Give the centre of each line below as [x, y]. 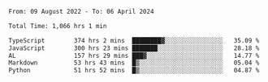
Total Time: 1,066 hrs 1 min [58, 26]
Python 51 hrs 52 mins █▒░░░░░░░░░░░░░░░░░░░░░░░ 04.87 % [134, 71]
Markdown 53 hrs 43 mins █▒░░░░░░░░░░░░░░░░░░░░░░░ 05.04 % [134, 63]
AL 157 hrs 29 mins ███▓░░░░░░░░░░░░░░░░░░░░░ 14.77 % [134, 55]
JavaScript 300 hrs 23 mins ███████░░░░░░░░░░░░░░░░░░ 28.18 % [134, 48]
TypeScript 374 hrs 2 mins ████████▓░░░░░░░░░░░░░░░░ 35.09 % [134, 40]
